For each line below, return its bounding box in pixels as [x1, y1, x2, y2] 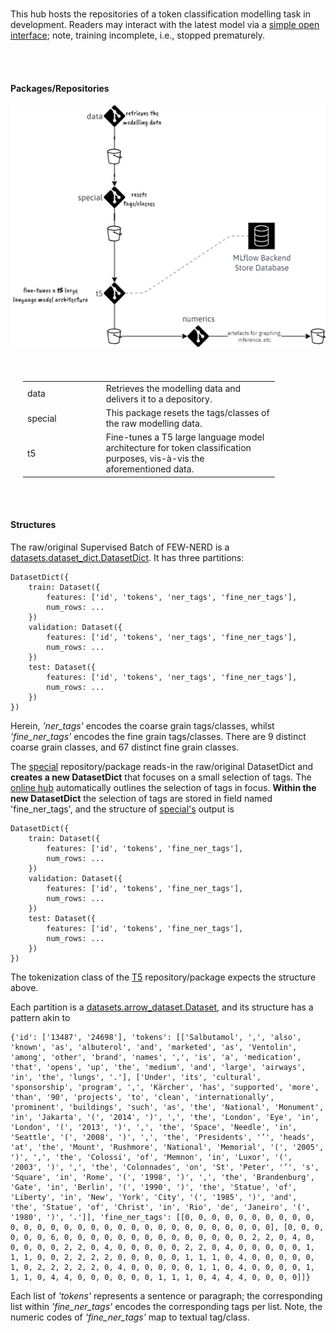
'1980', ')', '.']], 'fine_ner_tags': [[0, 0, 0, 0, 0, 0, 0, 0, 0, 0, [10, 1213, 315, 1223]
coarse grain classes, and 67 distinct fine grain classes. [10, 741, 240, 753]
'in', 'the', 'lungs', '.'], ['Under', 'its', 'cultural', [10, 1073, 262, 1083]
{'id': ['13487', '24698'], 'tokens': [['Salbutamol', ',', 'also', [10, 1033, 302, 1043]
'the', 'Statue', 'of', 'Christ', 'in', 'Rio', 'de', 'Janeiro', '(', [10, 1203, 311, 1213]
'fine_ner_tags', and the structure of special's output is [10, 803, 235, 815]
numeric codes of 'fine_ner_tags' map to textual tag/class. [10, 1311, 250, 1323]
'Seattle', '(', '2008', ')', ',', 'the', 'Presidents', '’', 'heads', [10, 1133, 315, 1143]
